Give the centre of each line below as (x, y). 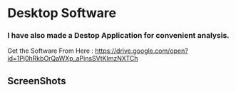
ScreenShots (37, 81)
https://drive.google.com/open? (142, 51)
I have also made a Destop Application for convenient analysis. (118, 36)
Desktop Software (62, 13)
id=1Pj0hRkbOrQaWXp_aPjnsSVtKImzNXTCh (73, 58)
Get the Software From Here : (51, 51)
